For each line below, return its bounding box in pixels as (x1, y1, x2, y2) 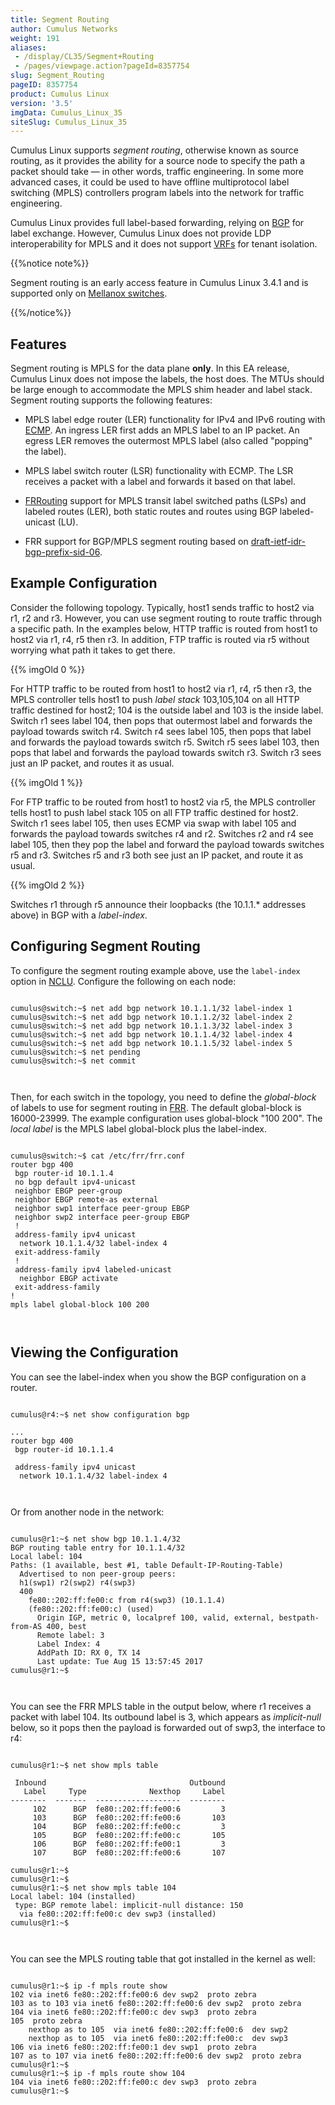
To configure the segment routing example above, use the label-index (10, 964, 301, 976)
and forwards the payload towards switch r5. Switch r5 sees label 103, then (10, 736, 320, 748)
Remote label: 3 (36, 1630, 105, 1640)
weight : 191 (10, 33, 60, 43)
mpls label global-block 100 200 (10, 1299, 150, 1310)
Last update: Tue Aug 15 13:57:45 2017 (36, 1656, 203, 1666)
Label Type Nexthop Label (23, 1786, 226, 1796)
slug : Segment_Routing (10, 71, 105, 81)
